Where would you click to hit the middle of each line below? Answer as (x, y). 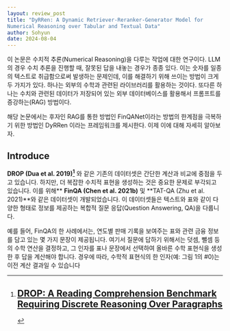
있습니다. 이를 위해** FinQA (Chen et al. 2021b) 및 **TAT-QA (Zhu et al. (106, 191)
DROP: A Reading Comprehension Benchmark (117, 293)
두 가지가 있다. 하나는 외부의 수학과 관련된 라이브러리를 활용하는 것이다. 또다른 (111, 85)
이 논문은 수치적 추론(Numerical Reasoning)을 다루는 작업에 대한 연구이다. (107, 60)
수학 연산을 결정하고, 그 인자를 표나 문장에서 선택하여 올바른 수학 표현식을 (112, 248)
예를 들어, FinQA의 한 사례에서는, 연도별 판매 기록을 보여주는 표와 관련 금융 (107, 231)
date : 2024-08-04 (32, 39)
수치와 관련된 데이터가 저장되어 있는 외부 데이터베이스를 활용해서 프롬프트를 (120, 94)
